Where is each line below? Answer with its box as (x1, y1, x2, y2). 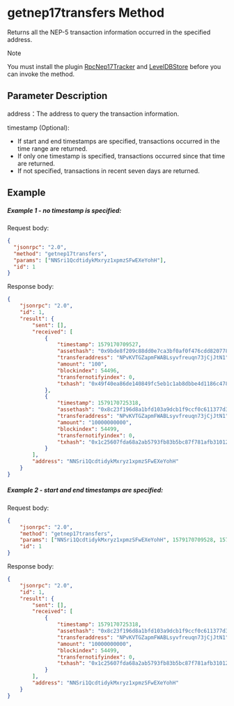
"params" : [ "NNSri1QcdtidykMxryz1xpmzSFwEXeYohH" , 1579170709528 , (19, 536, 217, 543)
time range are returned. (17, 144, 88, 153)
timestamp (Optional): (7, 123, 70, 132)
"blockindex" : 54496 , (56, 367, 120, 374)
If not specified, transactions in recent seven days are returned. (17, 166, 200, 175)
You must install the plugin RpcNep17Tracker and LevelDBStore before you (7, 62, 221, 70)
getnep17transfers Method (7, 5, 165, 21)
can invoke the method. (7, 70, 75, 78)
